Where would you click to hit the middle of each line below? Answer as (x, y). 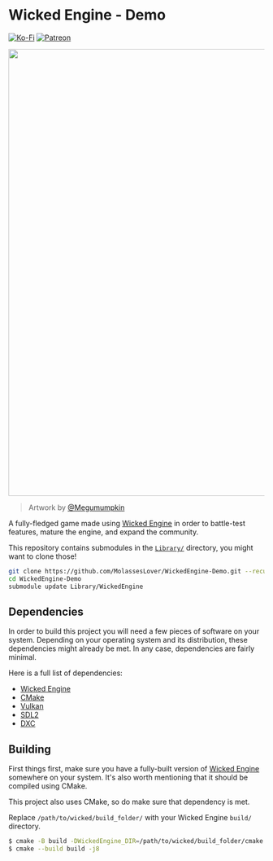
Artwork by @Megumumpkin (76, 507)
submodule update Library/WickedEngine (76, 586)
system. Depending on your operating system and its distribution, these (128, 640)
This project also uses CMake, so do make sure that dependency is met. (129, 802)
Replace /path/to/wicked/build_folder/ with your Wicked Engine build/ (130, 818)
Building (30, 749)
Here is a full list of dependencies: (66, 673)
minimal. (22, 657)
